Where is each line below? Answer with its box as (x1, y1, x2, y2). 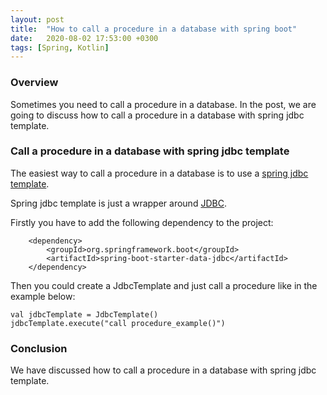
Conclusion (10, 341, 68, 355)
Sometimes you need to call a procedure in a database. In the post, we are (10, 98, 317, 110)
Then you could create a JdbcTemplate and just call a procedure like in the (10, 279, 318, 291)
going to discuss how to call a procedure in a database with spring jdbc (10, 109, 305, 121)
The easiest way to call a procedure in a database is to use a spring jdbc (10, 167, 309, 179)
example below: (10, 290, 76, 302)
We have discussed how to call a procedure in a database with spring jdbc (10, 364, 317, 376)
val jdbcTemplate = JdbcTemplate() (10, 309, 159, 320)
